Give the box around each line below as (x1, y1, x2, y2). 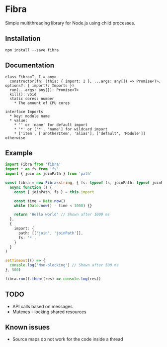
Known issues (5, 323, 50, 332)
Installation (5, 34, 41, 43)
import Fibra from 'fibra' (5, 162, 61, 167)
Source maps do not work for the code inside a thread (12, 336, 123, 342)
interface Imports (5, 109, 43, 114)
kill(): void (9, 92, 37, 97)
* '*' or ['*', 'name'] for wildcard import (14, 126, 108, 131)
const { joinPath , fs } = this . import (14, 189, 94, 195)
